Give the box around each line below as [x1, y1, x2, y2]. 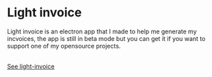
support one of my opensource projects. [7, 42, 121, 50]
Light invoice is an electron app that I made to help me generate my [7, 27, 197, 35]
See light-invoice [7, 62, 55, 70]
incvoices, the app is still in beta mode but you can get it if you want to [7, 34, 206, 42]
